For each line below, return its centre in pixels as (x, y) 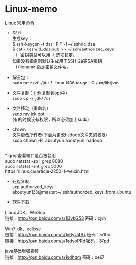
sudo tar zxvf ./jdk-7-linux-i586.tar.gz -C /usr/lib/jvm (65, 83)
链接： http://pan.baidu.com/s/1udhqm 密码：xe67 (55, 257)
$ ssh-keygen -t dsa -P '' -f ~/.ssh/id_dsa (54, 44)
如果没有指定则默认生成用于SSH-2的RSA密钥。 (59, 61)
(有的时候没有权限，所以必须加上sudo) (51, 119)
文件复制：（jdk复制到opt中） (41, 93)
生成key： (22, 38)
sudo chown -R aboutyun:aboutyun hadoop (57, 140)
